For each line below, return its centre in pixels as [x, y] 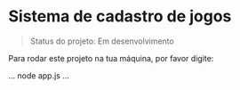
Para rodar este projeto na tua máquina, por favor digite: [111, 58]
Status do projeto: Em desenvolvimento [102, 41]
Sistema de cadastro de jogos [120, 16]
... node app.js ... [39, 75]
